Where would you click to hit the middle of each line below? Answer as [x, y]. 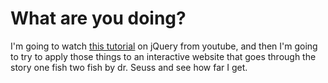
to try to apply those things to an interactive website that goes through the [163, 56]
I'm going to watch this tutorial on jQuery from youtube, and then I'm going [164, 46]
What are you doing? [98, 18]
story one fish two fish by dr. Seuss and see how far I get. [129, 67]
